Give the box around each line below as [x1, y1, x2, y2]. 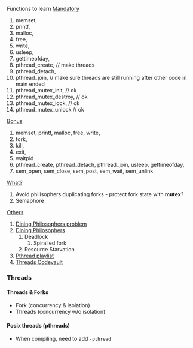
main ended [15, 80, 45, 88]
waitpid [15, 155, 34, 161]
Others [7, 209, 24, 215]
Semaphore [15, 197, 44, 204]
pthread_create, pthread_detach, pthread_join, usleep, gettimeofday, [15, 161, 185, 168]
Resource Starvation [24, 246, 75, 253]
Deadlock [24, 233, 48, 240]
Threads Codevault [15, 259, 63, 266]
